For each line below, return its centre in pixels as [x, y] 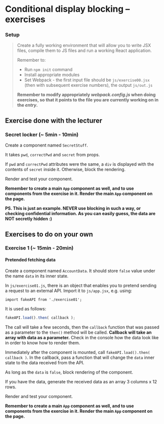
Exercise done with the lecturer [54, 120]
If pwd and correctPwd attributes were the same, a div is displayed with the [80, 164]
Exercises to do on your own [49, 234]
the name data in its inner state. [37, 276]
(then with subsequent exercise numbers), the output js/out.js [88, 85]
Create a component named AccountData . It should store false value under [80, 271]
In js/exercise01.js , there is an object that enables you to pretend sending [81, 285]
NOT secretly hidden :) [29, 219]
